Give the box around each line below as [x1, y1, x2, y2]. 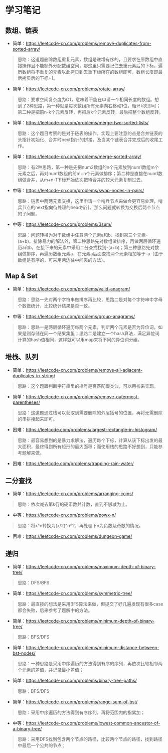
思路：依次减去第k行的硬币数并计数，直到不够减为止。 [17, 501, 130, 507]
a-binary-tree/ [12, 726, 42, 732]
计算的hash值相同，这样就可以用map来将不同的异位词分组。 [17, 337, 142, 343]
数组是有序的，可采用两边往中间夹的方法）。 [17, 257, 108, 263]
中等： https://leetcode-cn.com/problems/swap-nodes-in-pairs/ [12, 188, 144, 193]
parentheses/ [12, 399, 40, 405]
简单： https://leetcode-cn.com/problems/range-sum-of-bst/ [12, 699, 138, 705]
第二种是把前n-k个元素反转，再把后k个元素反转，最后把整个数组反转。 [17, 109, 163, 115]
